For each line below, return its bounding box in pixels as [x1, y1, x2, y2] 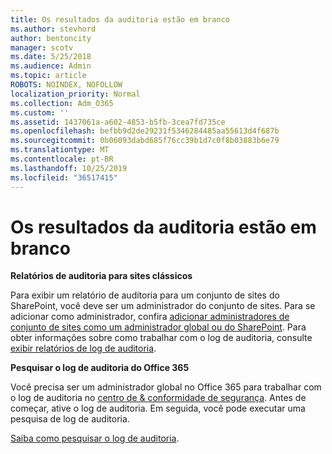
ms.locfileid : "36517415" [10, 172, 118, 183]
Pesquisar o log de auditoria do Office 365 [10, 362, 190, 374]
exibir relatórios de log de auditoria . [10, 342, 157, 355]
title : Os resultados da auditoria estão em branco [10, 14, 230, 25]
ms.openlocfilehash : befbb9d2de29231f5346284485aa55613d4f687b [10, 126, 280, 136]
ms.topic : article [10, 71, 87, 81]
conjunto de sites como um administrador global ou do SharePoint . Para [10, 321, 307, 333]
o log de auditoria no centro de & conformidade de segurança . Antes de [10, 392, 307, 404]
